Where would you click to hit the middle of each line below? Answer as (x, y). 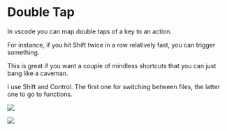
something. (23, 52)
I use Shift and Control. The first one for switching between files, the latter (114, 86)
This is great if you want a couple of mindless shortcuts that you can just (112, 65)
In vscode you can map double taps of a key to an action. (90, 31)
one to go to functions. (40, 94)
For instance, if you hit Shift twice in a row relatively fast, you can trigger (111, 45)
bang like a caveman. (38, 73)
